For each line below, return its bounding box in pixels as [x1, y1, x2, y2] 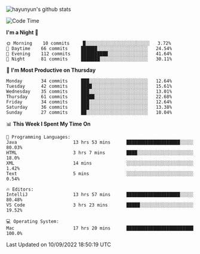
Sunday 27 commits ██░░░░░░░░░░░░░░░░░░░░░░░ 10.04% [6, 109, 172, 115]
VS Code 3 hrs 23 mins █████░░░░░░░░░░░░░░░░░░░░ [6, 202, 194, 208]
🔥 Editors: [6, 186, 34, 192]
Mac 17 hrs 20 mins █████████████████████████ [6, 225, 194, 231]
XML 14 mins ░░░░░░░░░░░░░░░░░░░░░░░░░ [6, 160, 194, 166]
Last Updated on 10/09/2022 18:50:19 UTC [6, 241, 112, 248]
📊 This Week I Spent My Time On [6, 120, 91, 127]
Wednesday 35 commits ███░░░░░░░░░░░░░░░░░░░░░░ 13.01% [6, 88, 172, 94]
